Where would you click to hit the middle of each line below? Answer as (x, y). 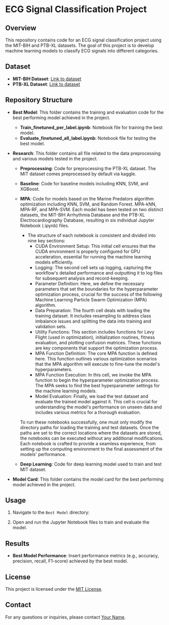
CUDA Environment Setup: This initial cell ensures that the (95, 246)
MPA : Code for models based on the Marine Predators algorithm (87, 198)
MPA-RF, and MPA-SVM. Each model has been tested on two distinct (92, 209)
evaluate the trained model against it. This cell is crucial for (96, 401)
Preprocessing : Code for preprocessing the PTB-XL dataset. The (88, 168)
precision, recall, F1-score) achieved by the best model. (70, 561)
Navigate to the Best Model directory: (51, 512)
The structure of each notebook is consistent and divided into (92, 235)
